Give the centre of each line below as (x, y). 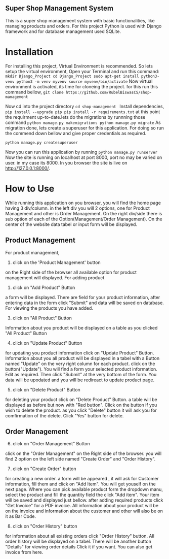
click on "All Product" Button (42, 318)
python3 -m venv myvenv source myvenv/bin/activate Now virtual (85, 81)
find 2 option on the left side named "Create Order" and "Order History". (80, 459)
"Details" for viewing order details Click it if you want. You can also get (79, 547)
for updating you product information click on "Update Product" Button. (80, 353)
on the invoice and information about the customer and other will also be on (84, 511)
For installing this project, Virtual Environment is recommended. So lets (79, 66)
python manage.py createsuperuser (42, 142)
